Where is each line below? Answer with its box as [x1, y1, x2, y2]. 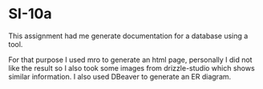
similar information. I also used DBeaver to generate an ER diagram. [8, 72, 232, 81]
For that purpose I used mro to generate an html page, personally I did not [8, 55, 253, 64]
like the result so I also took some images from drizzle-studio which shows [8, 63, 255, 72]
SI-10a [8, 5, 52, 23]
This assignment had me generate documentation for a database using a [8, 31, 249, 41]
